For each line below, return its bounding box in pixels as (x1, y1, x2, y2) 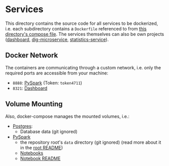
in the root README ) (20, 144, 63, 150)
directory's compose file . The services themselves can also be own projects (5, 31, 164, 37)
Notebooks (20, 150, 44, 156)
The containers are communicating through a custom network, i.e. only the (5, 64, 161, 70)
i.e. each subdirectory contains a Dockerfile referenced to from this (5, 25, 147, 31)
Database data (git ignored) (20, 128, 77, 135)
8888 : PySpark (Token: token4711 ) (12, 79, 82, 86)
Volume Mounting (5, 100, 63, 108)
